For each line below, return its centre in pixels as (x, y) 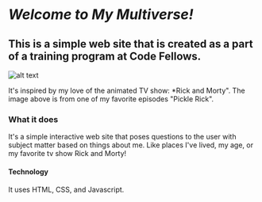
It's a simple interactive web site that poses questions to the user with (122, 137)
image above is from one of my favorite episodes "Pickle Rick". (111, 99)
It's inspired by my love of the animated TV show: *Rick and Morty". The (127, 90)
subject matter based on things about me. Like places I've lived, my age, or (131, 145)
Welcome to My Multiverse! (101, 15)
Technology (29, 171)
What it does (33, 119)
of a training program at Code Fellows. (105, 56)
